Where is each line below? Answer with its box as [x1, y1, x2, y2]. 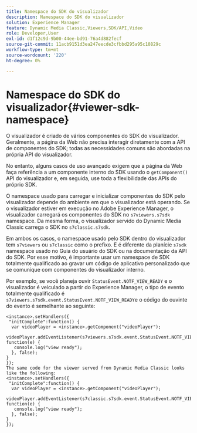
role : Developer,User [6, 31, 59, 36]
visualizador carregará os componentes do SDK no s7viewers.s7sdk [6, 211, 170, 218]
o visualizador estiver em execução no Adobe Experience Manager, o [6, 205, 174, 212]
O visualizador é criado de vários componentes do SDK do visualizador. [6, 133, 179, 140]
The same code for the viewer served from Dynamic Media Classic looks [6, 365, 185, 371]
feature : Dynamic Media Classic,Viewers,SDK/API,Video [6, 25, 143, 31]
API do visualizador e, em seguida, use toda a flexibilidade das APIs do [6, 175, 177, 182]
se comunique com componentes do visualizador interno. [6, 266, 145, 273]
